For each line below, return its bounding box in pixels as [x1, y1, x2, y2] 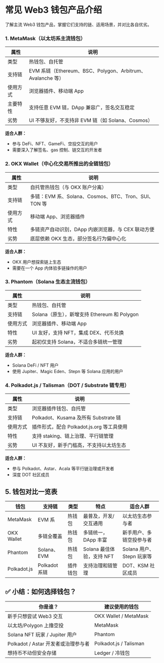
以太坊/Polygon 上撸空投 [7, 622, 64, 629]
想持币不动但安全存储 [7, 649, 57, 656]
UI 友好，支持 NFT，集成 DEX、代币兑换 [32, 329, 124, 336]
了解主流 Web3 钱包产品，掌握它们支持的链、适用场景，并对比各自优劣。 [5, 22, 152, 27]
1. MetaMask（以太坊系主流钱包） [5, 35, 86, 42]
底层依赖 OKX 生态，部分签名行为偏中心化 [30, 235, 126, 242]
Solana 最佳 [83, 546, 110, 552]
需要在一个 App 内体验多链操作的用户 [12, 265, 87, 271]
